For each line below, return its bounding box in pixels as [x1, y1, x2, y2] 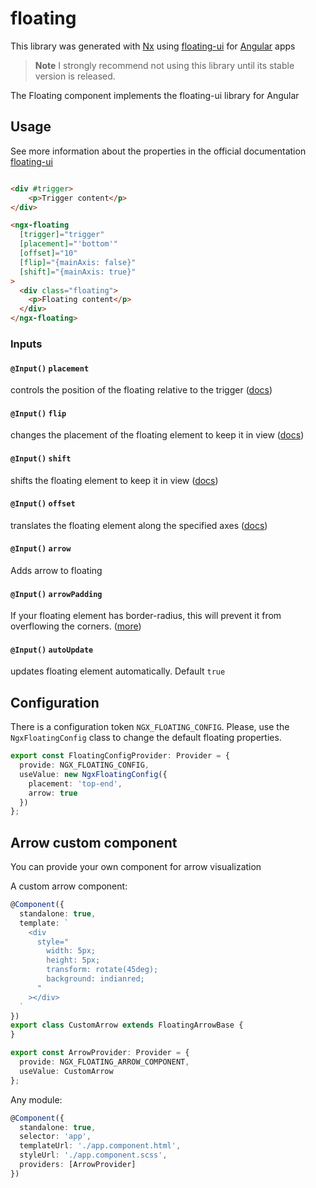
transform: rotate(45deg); [46, 965, 159, 975]
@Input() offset [10, 499, 76, 509]
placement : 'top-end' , [28, 778, 123, 789]
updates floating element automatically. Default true [10, 665, 226, 677]
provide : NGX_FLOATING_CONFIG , [19, 760, 150, 771]
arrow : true [28, 788, 78, 798]
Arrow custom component [10, 834, 178, 851]
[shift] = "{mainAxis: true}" [19, 267, 137, 277]
